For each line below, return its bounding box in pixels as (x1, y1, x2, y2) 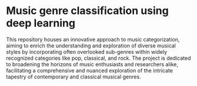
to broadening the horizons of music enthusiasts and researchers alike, (6, 60, 178, 68)
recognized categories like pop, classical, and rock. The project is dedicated (6, 54, 191, 61)
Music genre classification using (6, 4, 169, 18)
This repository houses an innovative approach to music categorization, (6, 36, 180, 43)
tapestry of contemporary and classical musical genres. (6, 73, 141, 80)
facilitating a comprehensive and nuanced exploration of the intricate (6, 67, 173, 74)
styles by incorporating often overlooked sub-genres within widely (6, 48, 168, 55)
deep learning (6, 16, 75, 30)
